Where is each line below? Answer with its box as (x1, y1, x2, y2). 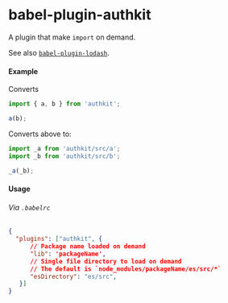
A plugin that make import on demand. (8, 32, 136, 42)
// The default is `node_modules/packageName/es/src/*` (29, 264, 222, 273)
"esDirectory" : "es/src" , (29, 272, 117, 280)
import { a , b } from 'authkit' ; (8, 100, 121, 108)
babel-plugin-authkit (8, 6, 151, 24)
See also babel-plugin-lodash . (8, 48, 110, 57)
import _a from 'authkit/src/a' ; (8, 144, 121, 152)
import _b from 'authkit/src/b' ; (8, 151, 121, 160)
